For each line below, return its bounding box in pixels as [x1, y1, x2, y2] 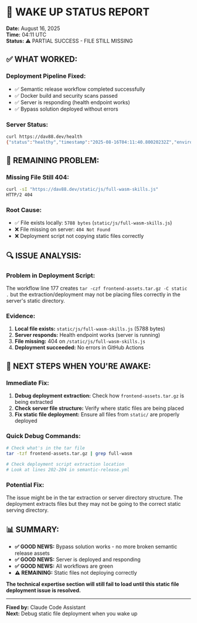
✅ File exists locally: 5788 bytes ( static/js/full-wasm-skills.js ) [14, 219, 172, 226]
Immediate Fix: [6, 379, 49, 387]
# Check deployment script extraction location [6, 462, 125, 468]
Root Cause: [6, 206, 42, 214]
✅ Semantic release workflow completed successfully [14, 85, 145, 92]
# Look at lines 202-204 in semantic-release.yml [6, 467, 130, 473]
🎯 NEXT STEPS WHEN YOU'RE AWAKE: [6, 361, 151, 371]
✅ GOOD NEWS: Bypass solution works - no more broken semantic [14, 543, 178, 550]
